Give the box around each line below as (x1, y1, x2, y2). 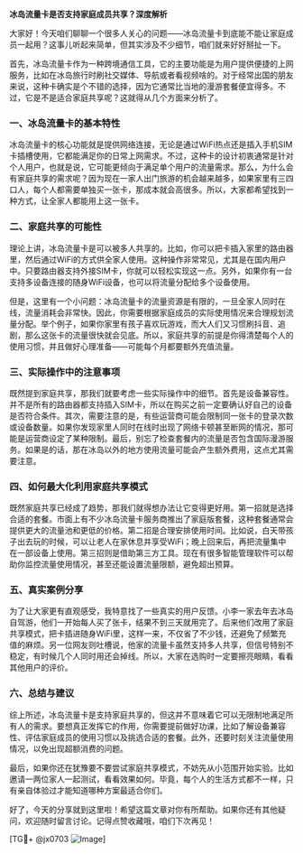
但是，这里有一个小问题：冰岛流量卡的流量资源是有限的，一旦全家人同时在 (9, 295, 286, 306)
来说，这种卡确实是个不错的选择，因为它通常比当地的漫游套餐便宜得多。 (9, 81, 278, 91)
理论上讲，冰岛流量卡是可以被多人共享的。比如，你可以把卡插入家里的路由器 (9, 243, 294, 254)
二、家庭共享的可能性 (9, 220, 102, 233)
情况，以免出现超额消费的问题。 (9, 743, 128, 754)
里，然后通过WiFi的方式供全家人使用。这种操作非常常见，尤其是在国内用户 (9, 254, 287, 264)
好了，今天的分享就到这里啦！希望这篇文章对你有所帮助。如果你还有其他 (9, 803, 278, 815)
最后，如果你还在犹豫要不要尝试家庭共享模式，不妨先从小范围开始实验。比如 (9, 762, 294, 773)
